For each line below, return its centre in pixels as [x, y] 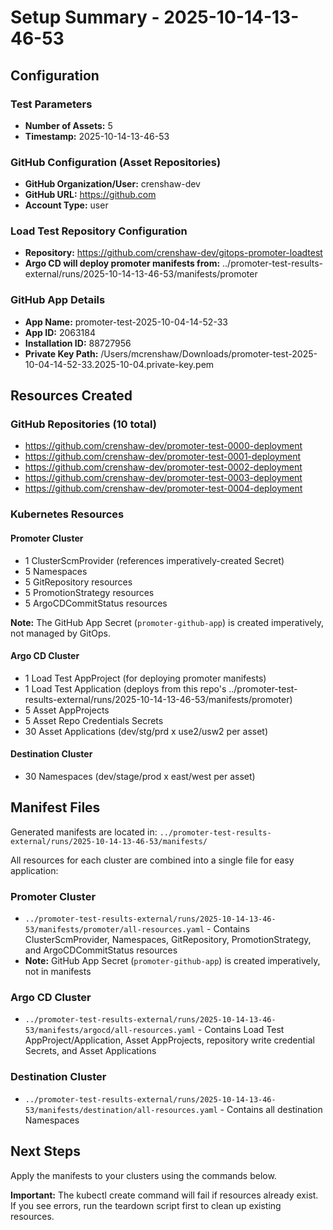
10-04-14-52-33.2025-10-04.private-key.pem [119, 364]
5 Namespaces [56, 571]
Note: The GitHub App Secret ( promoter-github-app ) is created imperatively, [167, 622]
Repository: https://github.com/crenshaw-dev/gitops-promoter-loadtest [173, 253]
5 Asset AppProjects [67, 710]
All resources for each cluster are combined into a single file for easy [152, 860]
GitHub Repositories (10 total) [83, 424]
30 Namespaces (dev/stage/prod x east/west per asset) [140, 776]
